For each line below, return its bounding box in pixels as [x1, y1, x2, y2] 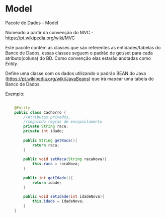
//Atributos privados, [23, 114, 71, 120]
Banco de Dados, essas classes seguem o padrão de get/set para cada [5, 50, 153, 56]
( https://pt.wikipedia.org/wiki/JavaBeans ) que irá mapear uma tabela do [5, 76, 154, 82]
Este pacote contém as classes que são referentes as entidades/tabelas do [5, 44, 161, 50]
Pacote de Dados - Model [5, 20, 59, 26]
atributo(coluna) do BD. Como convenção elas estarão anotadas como [5, 55, 151, 61]
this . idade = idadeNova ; [32, 199, 85, 204]
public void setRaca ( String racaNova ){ [23, 157, 107, 162]
